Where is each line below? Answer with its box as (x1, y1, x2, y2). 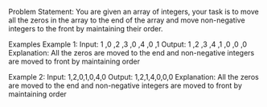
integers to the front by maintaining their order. (8, 24, 163, 33)
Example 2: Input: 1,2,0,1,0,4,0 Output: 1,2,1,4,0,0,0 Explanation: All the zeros (8, 72, 259, 81)
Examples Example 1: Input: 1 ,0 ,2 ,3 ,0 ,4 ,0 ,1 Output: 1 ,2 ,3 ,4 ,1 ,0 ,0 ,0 (8, 39, 248, 49)
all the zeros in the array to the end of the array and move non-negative (8, 15, 245, 25)
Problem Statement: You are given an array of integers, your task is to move (8, 7, 259, 16)
